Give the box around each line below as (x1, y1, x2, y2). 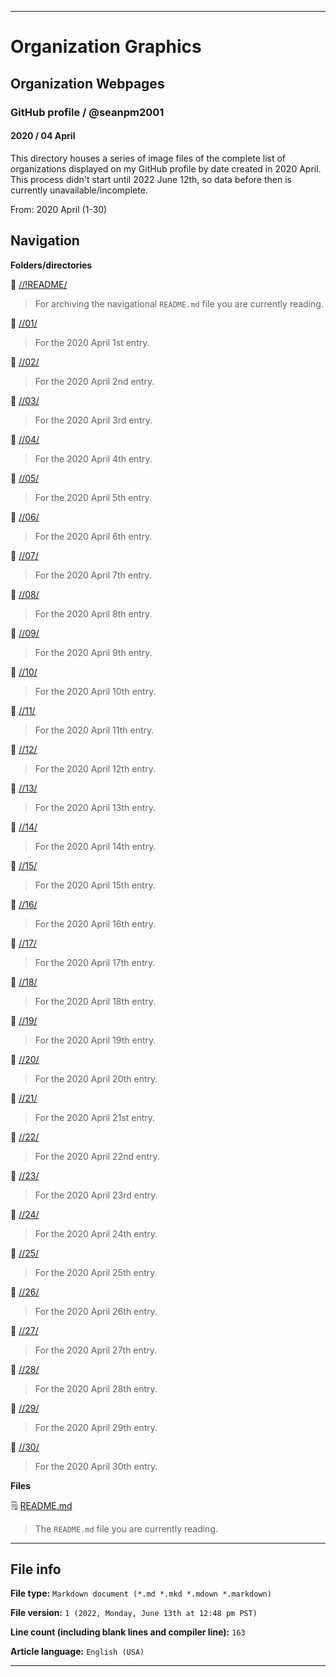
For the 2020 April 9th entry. (34, 646, 153, 658)
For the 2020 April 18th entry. (34, 995, 157, 1007)
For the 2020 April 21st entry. (34, 1111, 156, 1123)
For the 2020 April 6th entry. (34, 530, 153, 542)
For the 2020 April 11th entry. (34, 724, 155, 736)
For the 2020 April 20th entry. (34, 1072, 158, 1085)
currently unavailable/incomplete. (10, 184, 148, 196)
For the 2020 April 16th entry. (34, 917, 157, 930)
